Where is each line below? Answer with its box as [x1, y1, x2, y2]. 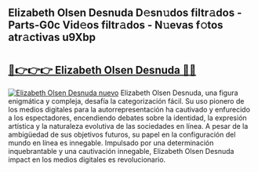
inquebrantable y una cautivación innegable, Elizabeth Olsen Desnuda [8, 147, 234, 156]
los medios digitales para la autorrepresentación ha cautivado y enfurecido [8, 105, 251, 114]
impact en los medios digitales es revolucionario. [8, 155, 166, 164]
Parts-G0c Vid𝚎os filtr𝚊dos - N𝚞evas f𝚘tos [8, 19, 223, 32]
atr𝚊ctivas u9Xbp [8, 31, 96, 44]
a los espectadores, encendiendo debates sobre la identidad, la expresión [8, 113, 247, 123]
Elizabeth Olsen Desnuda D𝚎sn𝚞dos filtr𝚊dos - [8, 6, 242, 20]
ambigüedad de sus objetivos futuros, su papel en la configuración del [8, 130, 236, 139]
